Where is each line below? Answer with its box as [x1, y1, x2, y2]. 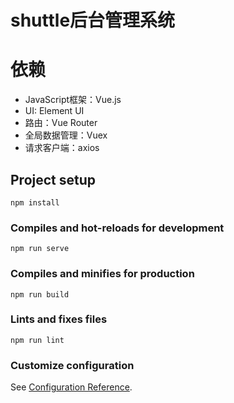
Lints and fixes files [10, 312, 108, 326]
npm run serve [10, 244, 70, 254]
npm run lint [10, 335, 65, 345]
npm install [10, 197, 60, 208]
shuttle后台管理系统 [10, 9, 176, 32]
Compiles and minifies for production [10, 267, 195, 281]
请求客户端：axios [24, 142, 100, 154]
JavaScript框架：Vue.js [24, 94, 122, 106]
